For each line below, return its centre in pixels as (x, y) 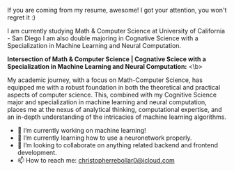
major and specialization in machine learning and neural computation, (107, 102)
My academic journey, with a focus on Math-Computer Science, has (105, 80)
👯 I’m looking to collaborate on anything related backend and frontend (117, 145)
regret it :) (22, 17)
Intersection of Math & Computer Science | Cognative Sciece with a (107, 59)
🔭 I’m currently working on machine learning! (81, 130)
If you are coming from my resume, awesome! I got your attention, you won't (117, 10)
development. (37, 153)
